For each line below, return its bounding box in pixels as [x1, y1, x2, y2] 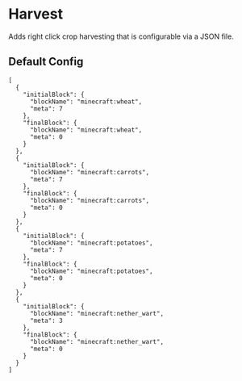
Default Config [8, 55, 84, 69]
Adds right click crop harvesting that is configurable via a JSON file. [8, 31, 234, 41]
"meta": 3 [29, 316, 63, 324]
